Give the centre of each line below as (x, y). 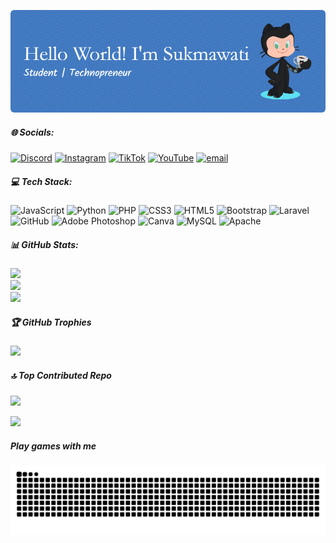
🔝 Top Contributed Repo (61, 375)
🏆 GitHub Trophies (51, 322)
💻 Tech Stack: (41, 181)
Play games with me (53, 446)
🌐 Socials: (32, 132)
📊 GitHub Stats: (44, 244)
